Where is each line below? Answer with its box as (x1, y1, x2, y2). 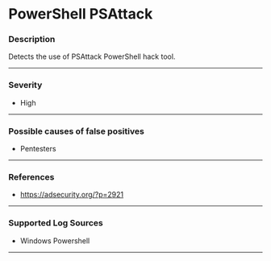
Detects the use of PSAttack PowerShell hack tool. (8, 52, 176, 61)
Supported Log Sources (8, 217, 103, 229)
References (8, 172, 55, 182)
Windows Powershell (19, 235, 90, 246)
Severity (8, 80, 43, 91)
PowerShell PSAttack (8, 5, 153, 23)
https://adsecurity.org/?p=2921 (19, 190, 124, 200)
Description (8, 34, 56, 45)
